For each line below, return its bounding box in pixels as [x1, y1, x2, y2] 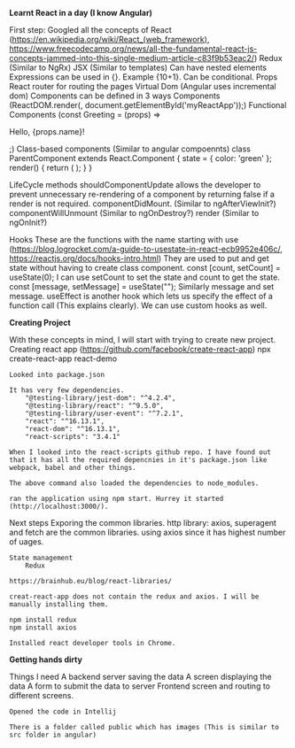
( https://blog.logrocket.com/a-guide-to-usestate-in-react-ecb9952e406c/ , [9, 243, 283, 254]
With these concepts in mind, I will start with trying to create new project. [9, 335, 276, 344]
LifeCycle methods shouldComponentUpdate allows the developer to [9, 180, 261, 189]
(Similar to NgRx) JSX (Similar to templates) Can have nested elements [9, 62, 268, 73]
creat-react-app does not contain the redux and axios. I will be [9, 592, 260, 601]
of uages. [9, 536, 44, 547]
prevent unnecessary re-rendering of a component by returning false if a [9, 189, 275, 199]
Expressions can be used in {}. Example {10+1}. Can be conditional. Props [9, 72, 278, 82]
